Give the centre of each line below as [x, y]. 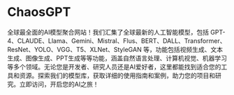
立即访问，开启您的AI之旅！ [59, 84]
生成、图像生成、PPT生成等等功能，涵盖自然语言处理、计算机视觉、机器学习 [117, 58]
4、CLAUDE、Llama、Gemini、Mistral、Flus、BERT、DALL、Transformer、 [117, 41]
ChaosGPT [39, 12]
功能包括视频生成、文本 [189, 49]
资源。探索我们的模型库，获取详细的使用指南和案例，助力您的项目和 [117, 75]
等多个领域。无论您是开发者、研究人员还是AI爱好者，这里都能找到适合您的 [114, 67]
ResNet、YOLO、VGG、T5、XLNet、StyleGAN [74, 49]
